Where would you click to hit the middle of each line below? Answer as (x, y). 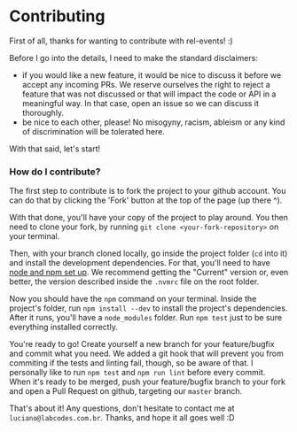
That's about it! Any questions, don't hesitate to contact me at (122, 408)
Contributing (57, 16)
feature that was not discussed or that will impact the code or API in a (149, 94)
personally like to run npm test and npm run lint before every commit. (137, 373)
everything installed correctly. (63, 327)
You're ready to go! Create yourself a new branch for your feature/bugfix (142, 344)
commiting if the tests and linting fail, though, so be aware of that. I (131, 363)
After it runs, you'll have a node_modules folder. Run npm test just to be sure (146, 318)
